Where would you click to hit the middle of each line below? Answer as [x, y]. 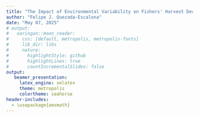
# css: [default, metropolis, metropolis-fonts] [73, 39]
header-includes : [28, 99]
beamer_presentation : [41, 77]
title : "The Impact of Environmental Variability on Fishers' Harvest [95, 12]
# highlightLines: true [44, 61]
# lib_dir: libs [32, 45]
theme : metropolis [42, 89]
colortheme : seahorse [46, 94]
